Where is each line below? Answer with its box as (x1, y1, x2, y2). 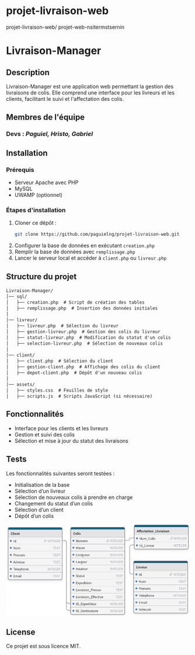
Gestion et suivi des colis (14, 431, 75, 438)
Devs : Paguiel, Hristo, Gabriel (6, 130, 93, 138)
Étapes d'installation (6, 206, 66, 214)
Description (6, 67, 50, 77)
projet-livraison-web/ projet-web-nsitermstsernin (6, 23, 124, 30)
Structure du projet (6, 271, 77, 281)
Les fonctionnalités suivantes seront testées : (6, 470, 115, 477)
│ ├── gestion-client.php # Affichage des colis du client (6, 364, 161, 370)
